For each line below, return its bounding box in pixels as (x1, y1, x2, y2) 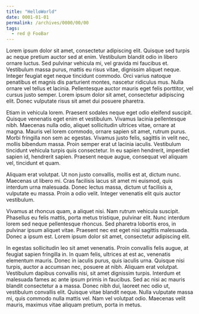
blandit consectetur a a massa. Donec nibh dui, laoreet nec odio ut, (6, 283, 170, 290)
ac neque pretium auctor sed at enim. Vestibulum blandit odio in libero (6, 53, 178, 61)
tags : (6, 25, 20, 31)
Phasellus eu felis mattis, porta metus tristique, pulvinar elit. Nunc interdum (6, 214, 190, 221)
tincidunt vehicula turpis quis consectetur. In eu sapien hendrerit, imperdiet (6, 147, 190, 154)
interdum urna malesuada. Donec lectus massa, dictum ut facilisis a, (6, 183, 173, 191)
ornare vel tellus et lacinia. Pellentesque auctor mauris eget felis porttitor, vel (6, 85, 194, 92)
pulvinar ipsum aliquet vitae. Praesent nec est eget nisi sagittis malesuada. (6, 227, 189, 234)
